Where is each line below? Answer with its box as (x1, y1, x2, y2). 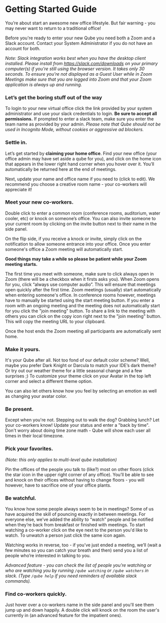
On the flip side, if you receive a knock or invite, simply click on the (5, 236, 142, 242)
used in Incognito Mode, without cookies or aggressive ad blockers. (5, 126, 144, 132)
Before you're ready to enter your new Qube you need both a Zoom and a (5, 35, 155, 41)
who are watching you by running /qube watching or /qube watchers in (5, 568, 149, 574)
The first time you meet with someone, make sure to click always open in (5, 270, 154, 277)
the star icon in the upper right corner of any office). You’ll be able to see (5, 472, 154, 478)
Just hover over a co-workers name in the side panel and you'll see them (5, 602, 155, 608)
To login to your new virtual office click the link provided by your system (5, 106, 152, 112)
